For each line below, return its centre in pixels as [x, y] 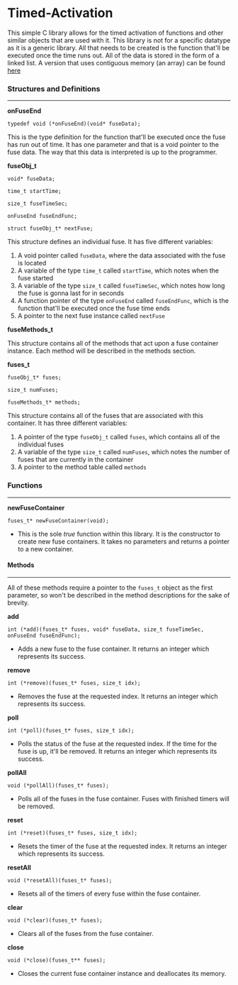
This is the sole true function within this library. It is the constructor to [119, 534]
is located [32, 263]
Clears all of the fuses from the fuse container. [85, 933]
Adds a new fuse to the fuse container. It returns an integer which [113, 649]
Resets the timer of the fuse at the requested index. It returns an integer [122, 846]
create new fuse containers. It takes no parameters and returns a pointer [124, 541]
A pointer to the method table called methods [82, 467]
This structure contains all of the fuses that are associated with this [106, 416]
